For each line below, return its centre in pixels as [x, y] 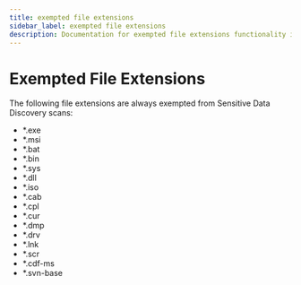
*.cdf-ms [39, 263]
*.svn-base [43, 273]
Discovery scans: [41, 113]
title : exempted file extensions [72, 17]
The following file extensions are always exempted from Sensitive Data [140, 103]
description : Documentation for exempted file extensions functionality [148, 34]
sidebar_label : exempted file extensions [88, 26]
